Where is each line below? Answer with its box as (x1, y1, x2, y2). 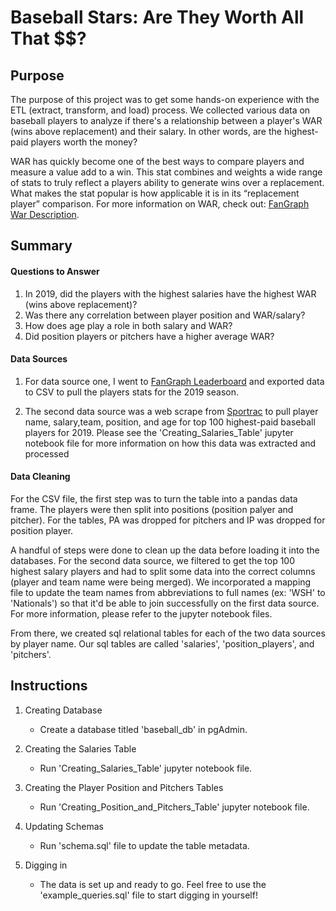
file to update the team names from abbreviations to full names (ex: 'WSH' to (10, 587, 326, 598)
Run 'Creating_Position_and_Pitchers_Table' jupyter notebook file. (39, 801, 310, 813)
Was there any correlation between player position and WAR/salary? (24, 309, 306, 321)
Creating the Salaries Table (24, 742, 137, 755)
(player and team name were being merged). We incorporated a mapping (10, 576, 312, 588)
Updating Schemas (24, 820, 104, 832)
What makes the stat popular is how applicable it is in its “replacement (10, 187, 300, 199)
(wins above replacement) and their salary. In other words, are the (10, 126, 282, 137)
